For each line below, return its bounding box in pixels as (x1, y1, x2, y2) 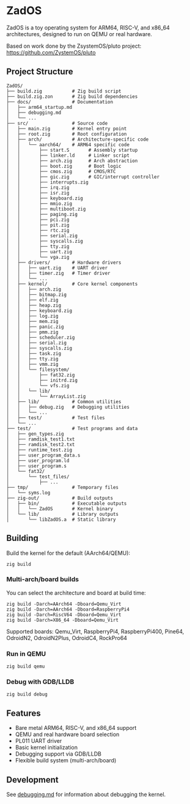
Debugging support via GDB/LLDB (15, 750, 102, 757)
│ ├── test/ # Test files (6, 414, 105, 421)
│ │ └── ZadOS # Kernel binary (6, 505, 114, 512)
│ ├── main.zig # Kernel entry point (6, 125, 127, 132)
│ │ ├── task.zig (6, 350, 62, 357)
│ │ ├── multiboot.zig (6, 206, 86, 212)
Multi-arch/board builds (6, 575, 79, 584)
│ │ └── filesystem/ (6, 367, 70, 373)
